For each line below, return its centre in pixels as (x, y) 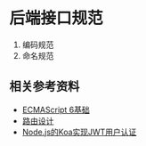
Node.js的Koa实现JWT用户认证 (79, 132)
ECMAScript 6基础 (56, 109)
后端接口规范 (57, 18)
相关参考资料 (45, 87)
